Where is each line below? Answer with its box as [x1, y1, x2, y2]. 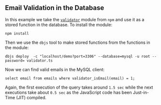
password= [5, 58, 25, 63]
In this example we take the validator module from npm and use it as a [5, 16, 145, 22]
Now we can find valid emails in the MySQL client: [5, 66, 105, 72]
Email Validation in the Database [5, 4, 104, 12]
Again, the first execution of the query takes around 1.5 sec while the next [5, 84, 153, 90]
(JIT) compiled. [16, 94, 47, 100]
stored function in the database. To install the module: [5, 22, 113, 27]
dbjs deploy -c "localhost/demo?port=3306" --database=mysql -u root [5, 54, 150, 59]
